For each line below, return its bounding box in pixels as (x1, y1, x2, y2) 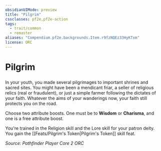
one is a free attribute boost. (5, 115, 64, 121)
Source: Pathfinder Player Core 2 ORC (5, 140, 84, 146)
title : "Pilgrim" (5, 12, 41, 17)
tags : (5, 21, 16, 26)
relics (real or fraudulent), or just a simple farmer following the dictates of (5, 89, 156, 95)
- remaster (9, 30, 32, 35)
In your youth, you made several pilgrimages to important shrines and (5, 79, 148, 85)
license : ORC (5, 40, 32, 45)
